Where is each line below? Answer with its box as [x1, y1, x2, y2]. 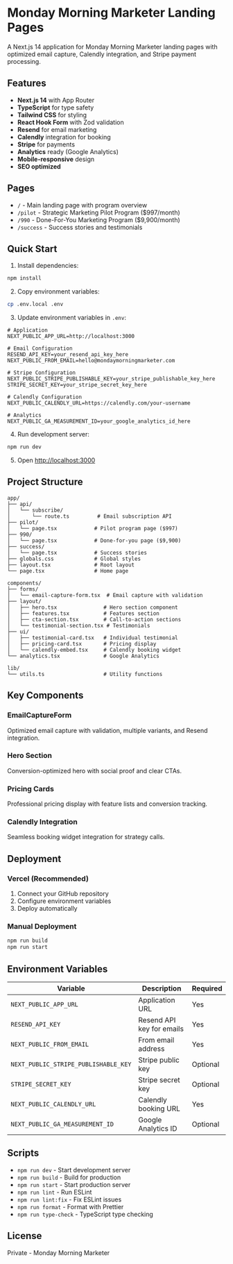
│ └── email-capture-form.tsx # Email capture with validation [7, 591, 203, 598]
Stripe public [138, 1055, 180, 1065]
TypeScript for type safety [17, 103, 94, 112]
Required [191, 984, 223, 993]
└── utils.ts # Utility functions [7, 671, 163, 677]
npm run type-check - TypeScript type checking [17, 1210, 154, 1218]
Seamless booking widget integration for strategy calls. [7, 833, 165, 841]
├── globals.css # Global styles [7, 555, 141, 562]
